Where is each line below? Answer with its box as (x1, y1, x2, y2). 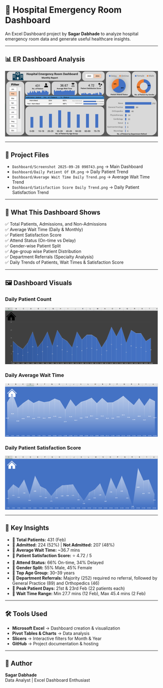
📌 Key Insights (5, 524, 49, 532)
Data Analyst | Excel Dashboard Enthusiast (5, 677, 90, 683)
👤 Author (5, 659, 33, 668)
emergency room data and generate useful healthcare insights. (5, 36, 131, 42)
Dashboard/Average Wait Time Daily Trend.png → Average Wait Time (12, 174, 150, 180)
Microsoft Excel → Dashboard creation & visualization (12, 625, 120, 631)
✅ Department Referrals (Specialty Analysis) (5, 254, 94, 260)
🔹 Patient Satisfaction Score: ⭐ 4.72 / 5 (12, 552, 92, 558)
